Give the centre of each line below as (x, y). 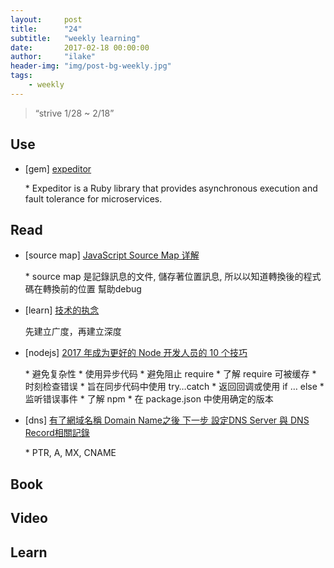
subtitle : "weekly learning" (75, 38)
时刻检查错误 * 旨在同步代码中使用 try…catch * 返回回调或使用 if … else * (174, 387)
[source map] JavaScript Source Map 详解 (112, 255)
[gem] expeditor (58, 168)
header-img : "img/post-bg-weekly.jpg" (91, 66)
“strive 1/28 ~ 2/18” (74, 113)
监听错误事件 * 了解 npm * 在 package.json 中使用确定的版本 (149, 399)
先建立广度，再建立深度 (73, 332)
